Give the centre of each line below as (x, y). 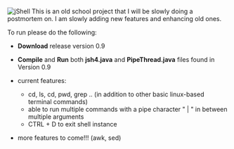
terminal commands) (58, 102)
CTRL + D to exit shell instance (72, 124)
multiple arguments (56, 117)
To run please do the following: (52, 32)
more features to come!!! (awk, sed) (69, 138)
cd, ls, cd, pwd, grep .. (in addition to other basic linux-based (116, 94)
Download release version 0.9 (61, 46)
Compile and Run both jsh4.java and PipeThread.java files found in (116, 60)
